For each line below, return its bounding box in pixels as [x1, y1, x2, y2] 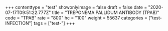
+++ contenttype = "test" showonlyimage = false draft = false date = [5, 4, 147, 10]
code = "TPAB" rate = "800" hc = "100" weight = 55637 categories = [5, 15, 148, 20]
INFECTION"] [5, 20, 33, 26]
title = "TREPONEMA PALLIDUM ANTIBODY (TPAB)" [52, 9, 159, 15]
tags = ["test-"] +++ [33, 20, 75, 26]
